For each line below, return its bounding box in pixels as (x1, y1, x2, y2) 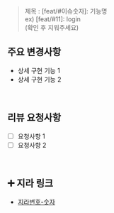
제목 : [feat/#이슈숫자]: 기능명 (24, 7, 108, 15)
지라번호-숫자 (17, 197, 55, 206)
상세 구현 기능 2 (17, 75, 62, 84)
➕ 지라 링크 (7, 177, 54, 190)
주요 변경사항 (7, 46, 62, 58)
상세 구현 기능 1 (17, 66, 60, 75)
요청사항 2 (17, 141, 47, 149)
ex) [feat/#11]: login (24, 15, 81, 23)
